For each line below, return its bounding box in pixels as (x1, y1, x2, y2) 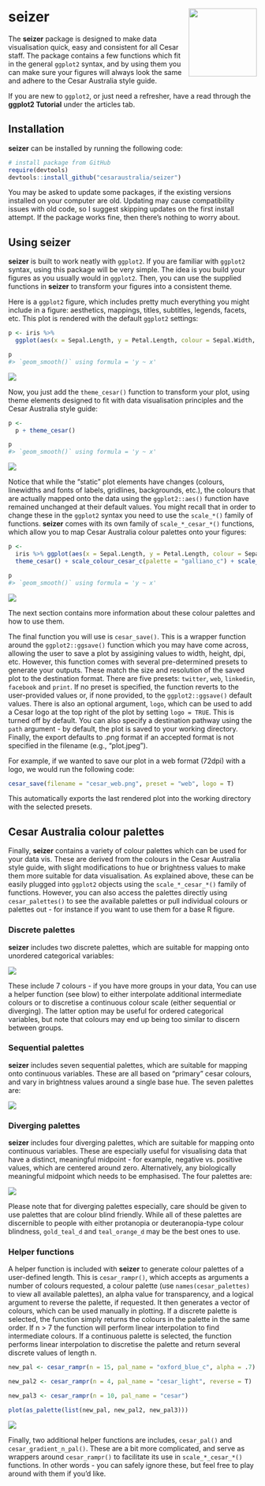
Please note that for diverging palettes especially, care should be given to (8, 1202, 247, 1211)
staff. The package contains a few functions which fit (8, 51, 181, 60)
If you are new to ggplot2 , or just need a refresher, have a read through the (8, 91, 251, 100)
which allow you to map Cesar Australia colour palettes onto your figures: (8, 527, 247, 537)
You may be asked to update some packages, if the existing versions (8, 188, 232, 197)
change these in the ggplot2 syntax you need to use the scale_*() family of (8, 511, 254, 520)
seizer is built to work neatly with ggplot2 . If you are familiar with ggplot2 (8, 256, 246, 266)
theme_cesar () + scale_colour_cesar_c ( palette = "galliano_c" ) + (15, 557, 235, 565)
